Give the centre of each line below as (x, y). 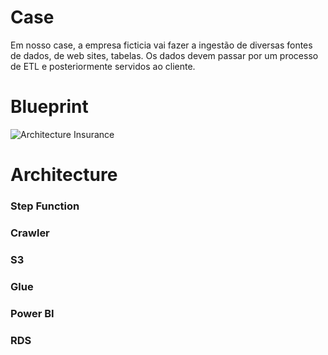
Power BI (32, 313)
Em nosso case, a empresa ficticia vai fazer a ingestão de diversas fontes (161, 45)
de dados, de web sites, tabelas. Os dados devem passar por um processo (164, 55)
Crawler (30, 233)
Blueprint (49, 107)
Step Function (45, 206)
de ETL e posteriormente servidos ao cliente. (103, 66)
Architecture (64, 175)
